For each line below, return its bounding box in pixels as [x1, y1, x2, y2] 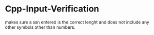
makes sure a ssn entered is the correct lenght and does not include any [5, 19, 149, 25]
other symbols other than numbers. [5, 24, 76, 30]
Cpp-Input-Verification [5, 3, 99, 14]
